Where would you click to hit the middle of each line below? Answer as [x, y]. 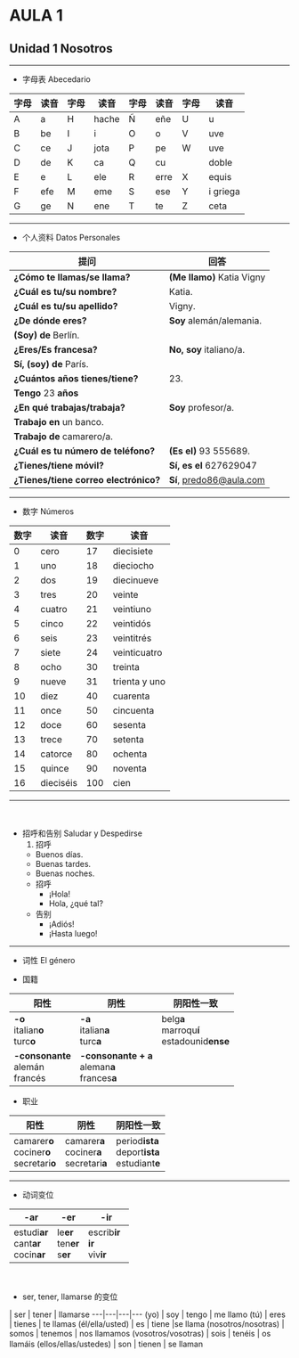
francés [30, 1078]
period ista [137, 1141]
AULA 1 [36, 16]
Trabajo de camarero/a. [64, 436]
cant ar [28, 1243]
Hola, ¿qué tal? [76, 904]
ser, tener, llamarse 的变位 [70, 1297]
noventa [129, 769]
